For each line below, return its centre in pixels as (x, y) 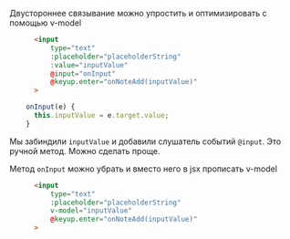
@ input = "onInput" (83, 73)
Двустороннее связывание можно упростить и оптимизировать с (138, 13)
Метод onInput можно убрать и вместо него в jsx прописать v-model (144, 169)
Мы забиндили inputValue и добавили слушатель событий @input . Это (145, 141)
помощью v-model (46, 23)
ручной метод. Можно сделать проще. (85, 151)
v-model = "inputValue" (91, 211)
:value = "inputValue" (89, 65)
